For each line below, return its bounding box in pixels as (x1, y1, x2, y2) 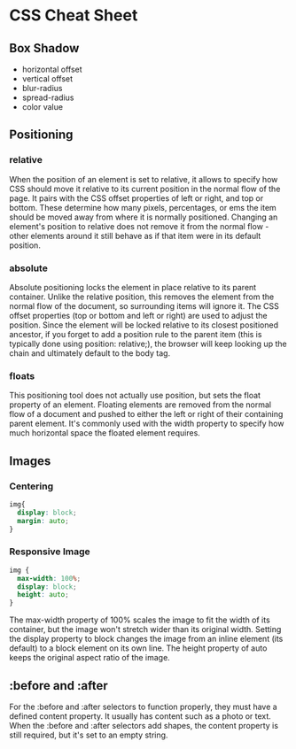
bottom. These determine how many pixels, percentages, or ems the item (9, 202, 277, 212)
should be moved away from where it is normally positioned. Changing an (9, 212, 278, 222)
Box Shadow (9, 41, 80, 56)
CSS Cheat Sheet (9, 5, 138, 26)
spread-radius (21, 92, 74, 103)
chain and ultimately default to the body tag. (9, 347, 171, 359)
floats (9, 369, 35, 382)
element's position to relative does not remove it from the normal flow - (9, 220, 269, 231)
